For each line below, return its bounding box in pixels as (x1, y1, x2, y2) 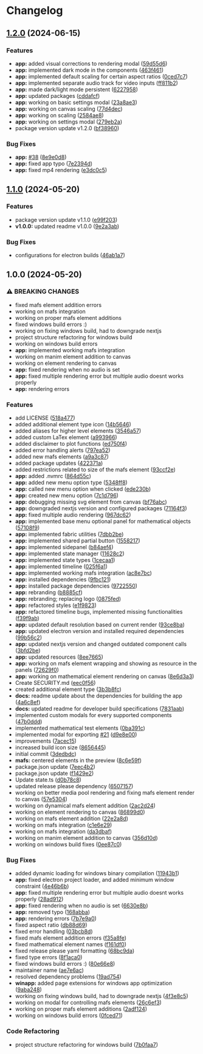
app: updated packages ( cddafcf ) (15, 92, 100, 99)
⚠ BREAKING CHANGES (6, 287, 80, 296)
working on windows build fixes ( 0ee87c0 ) (15, 841, 122, 848)
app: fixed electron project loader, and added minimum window (15, 876, 174, 884)
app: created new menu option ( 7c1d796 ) (15, 492, 119, 499)
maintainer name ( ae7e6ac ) (15, 966, 84, 974)
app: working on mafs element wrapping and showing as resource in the (15, 660, 198, 667)
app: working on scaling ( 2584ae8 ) (15, 111, 105, 119)
